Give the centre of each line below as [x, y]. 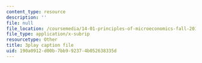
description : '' [26, 17]
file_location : [25, 28]
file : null [20, 23]
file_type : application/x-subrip [48, 34]
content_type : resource [36, 12]
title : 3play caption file [40, 46]
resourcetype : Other [32, 40]
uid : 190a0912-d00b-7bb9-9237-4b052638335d [62, 51]
